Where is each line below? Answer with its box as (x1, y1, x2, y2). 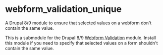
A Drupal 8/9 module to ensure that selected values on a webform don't (5, 20, 152, 26)
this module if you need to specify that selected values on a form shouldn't (5, 40, 158, 46)
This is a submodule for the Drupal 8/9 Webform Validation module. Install (5, 35, 156, 41)
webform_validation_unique (5, 3, 122, 15)
